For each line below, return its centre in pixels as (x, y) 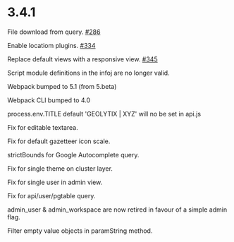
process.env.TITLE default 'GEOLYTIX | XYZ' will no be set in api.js (104, 114)
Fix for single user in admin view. (55, 182)
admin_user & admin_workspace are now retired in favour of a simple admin (117, 210)
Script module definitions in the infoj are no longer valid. (89, 73)
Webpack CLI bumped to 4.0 (49, 100)
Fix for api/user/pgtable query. (51, 195)
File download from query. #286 (54, 32)
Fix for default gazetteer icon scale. (59, 141)
